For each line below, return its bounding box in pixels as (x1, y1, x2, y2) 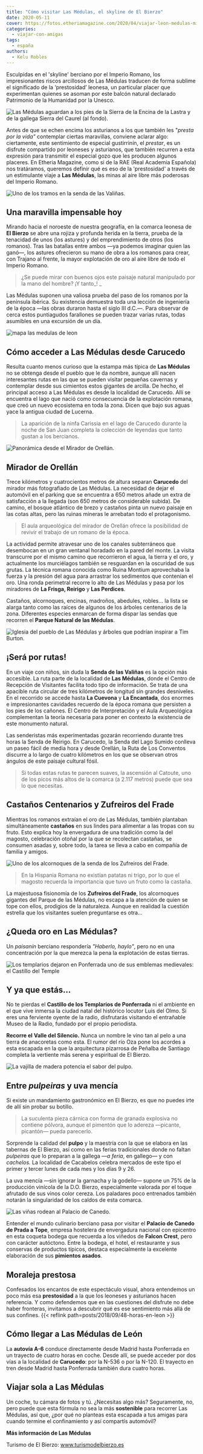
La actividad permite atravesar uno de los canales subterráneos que (6, 540, 176, 548)
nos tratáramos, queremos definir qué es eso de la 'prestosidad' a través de (6, 165, 195, 172)
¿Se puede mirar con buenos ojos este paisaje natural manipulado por (21, 273, 196, 281)
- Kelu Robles (11, 54, 47, 60)
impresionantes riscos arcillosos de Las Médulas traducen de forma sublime (6, 77, 196, 84)
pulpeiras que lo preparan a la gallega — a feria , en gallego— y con (6, 1153, 173, 1160)
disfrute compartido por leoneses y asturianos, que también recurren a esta (6, 146, 195, 153)
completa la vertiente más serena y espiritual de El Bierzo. (6, 1051, 151, 1059)
